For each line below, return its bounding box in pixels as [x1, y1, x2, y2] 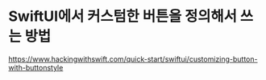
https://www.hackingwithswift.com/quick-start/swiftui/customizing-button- [8, 54, 258, 64]
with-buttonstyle [8, 62, 64, 72]
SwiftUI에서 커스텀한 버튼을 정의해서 [8, 7, 238, 26]
